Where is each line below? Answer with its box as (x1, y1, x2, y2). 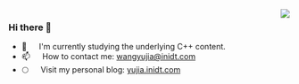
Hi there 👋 (8, 21, 53, 34)
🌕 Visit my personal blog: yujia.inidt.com (21, 65, 181, 75)
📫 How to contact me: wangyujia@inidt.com (21, 51, 196, 62)
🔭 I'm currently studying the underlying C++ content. (21, 42, 227, 52)
